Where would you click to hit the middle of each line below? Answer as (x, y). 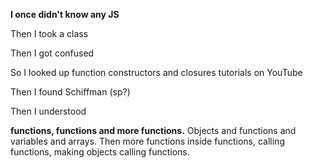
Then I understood (48, 111)
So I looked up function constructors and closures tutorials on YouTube (156, 72)
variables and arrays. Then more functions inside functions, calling (147, 141)
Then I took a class (49, 33)
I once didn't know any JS (65, 14)
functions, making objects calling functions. (100, 152)
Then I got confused (52, 53)
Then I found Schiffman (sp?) (70, 92)
